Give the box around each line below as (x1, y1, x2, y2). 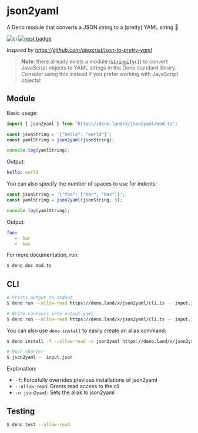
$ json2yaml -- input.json (6, 355, 73, 361)
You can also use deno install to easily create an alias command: (6, 327, 167, 334)
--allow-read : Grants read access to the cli (15, 383, 120, 390)
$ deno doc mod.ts (6, 263, 52, 269)
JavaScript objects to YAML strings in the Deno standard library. (21, 64, 177, 71)
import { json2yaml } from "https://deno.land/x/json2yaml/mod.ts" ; (6, 121, 178, 127)
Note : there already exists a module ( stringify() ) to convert (21, 58, 168, 65)
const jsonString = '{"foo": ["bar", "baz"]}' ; (6, 191, 126, 198)
